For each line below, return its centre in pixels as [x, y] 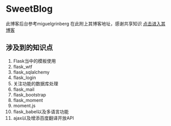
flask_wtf [23, 66]
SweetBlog [29, 9]
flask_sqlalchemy [31, 72]
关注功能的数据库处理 [35, 83]
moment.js [24, 106]
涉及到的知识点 [29, 48]
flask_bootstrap [30, 94]
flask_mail [24, 89]
